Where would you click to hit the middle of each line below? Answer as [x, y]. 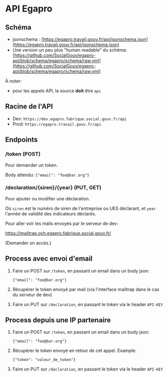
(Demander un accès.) [28, 243]
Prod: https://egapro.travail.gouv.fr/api [57, 124]
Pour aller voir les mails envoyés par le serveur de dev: [62, 223]
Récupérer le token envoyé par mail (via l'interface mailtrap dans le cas [86, 289]
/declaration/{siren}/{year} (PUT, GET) [53, 188]
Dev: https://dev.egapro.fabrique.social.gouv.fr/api [69, 118]
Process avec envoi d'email [49, 259]
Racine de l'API [29, 107]
